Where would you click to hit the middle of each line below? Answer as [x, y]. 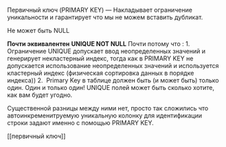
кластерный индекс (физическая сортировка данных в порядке [101, 73]
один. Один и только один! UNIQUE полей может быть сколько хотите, [111, 88]
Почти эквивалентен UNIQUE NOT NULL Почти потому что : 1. [99, 44]
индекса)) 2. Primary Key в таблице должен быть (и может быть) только [113, 80]
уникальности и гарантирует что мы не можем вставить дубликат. [105, 17]
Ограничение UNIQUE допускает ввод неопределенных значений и [106, 51]
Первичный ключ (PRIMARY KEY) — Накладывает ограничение [100, 10]
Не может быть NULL [38, 31]
